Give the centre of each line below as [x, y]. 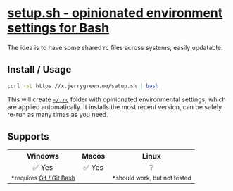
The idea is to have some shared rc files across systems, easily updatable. [115, 47]
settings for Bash [58, 28]
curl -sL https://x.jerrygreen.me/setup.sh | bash [83, 86]
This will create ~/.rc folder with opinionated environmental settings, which [117, 99]
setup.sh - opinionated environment [115, 13]
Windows [43, 156]
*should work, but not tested [151, 178]
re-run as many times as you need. [58, 114]
